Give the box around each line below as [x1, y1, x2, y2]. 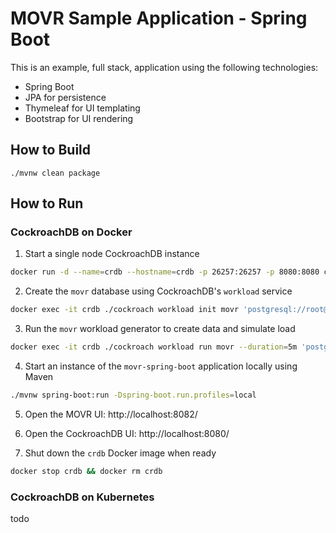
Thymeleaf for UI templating [24, 102, 141, 114]
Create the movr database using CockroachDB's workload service [24, 285, 293, 297]
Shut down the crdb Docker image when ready [24, 447, 217, 459]
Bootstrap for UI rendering [24, 112, 134, 124]
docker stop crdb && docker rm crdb [10, 466, 163, 476]
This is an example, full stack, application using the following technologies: [10, 61, 319, 73]
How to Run [10, 195, 84, 212]
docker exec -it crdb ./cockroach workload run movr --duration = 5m [10, 342, 298, 352]
